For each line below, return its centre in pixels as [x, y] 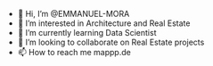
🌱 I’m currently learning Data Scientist [87, 33]
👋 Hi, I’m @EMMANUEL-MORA [74, 14]
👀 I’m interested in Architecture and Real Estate [104, 23]
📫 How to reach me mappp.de [74, 52]
